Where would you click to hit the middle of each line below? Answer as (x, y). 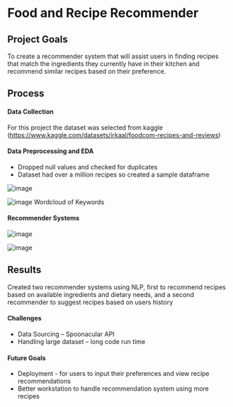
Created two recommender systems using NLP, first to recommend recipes (117, 287)
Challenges (24, 318)
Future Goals (27, 358)
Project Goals (38, 39)
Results (24, 270)
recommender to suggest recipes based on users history (90, 302)
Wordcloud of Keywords (69, 202)
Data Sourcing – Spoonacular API (66, 334)
